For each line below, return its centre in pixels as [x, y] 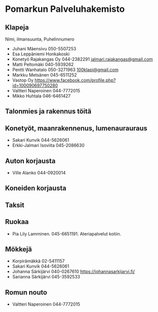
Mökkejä [18, 249]
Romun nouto [26, 292]
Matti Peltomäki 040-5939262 [43, 64]
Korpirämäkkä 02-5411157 [38, 261]
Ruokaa [17, 222]
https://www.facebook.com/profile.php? [75, 80]
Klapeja [17, 27]
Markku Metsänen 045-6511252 [45, 75]
